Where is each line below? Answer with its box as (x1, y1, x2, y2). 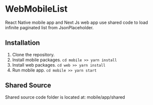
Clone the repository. (12, 52, 55, 57)
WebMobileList (5, 3, 68, 15)
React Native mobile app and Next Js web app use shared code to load (5, 19, 148, 25)
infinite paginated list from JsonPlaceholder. (5, 24, 94, 30)
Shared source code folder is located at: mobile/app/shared (5, 94, 126, 100)
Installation (5, 39, 40, 47)
